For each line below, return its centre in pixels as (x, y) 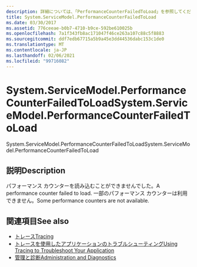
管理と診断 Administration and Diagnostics (65, 258)
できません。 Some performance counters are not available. (78, 201)
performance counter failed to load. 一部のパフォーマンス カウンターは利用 (97, 193)
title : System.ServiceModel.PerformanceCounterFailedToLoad (81, 17)
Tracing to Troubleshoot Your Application (64, 250)
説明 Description (36, 170)
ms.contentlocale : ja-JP (36, 50)
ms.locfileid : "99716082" (38, 61)
